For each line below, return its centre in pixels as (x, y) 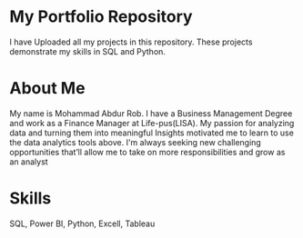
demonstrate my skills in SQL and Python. (88, 51)
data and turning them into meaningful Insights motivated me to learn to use (151, 133)
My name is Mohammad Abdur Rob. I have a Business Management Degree (151, 113)
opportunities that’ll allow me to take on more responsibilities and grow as (147, 152)
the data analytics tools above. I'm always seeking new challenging (135, 142)
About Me (47, 89)
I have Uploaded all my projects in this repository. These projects (131, 42)
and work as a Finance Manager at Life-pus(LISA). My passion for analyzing (152, 123)
